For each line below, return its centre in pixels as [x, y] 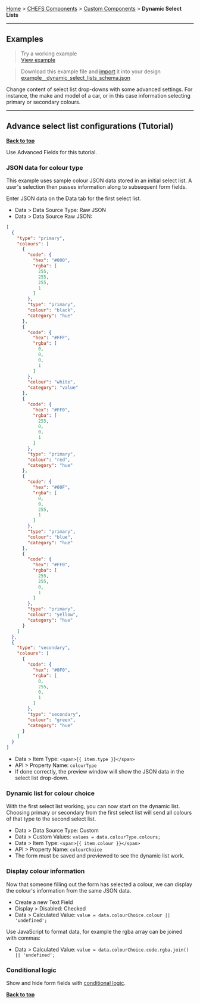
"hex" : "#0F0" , [51, 670]
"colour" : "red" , [49, 460]
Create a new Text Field [44, 902]
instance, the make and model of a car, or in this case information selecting [98, 95]
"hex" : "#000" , [51, 261]
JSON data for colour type [45, 167]
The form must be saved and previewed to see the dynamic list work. [99, 856]
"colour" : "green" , [52, 720]
